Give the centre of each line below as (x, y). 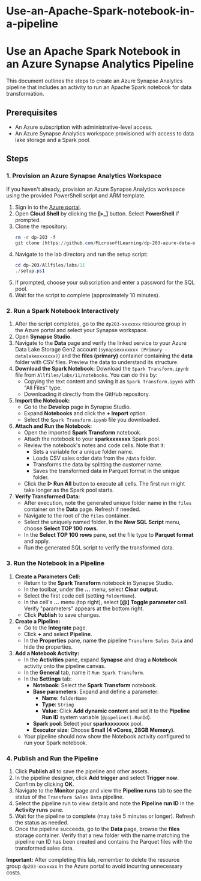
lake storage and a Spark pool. (53, 140)
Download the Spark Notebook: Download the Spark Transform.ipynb (102, 369)
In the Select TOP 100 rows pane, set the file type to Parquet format (109, 535)
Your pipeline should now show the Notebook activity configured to (107, 736)
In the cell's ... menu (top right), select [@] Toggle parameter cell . (106, 602)
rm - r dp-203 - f (35, 237)
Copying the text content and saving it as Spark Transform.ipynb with (109, 382)
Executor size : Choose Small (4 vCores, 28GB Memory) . (104, 730)
